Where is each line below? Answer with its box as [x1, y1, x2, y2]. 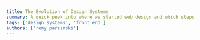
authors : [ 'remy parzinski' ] [6, 25, 79, 31]
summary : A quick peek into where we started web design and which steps [6, 14, 195, 20]
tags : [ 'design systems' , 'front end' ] [6, 19, 106, 25]
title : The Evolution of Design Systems [6, 8, 109, 15]
